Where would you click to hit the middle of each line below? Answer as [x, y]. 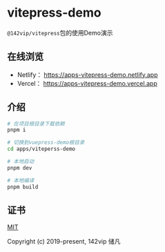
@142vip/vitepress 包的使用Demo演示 [60, 33]
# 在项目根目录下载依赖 [36, 124]
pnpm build [23, 187]
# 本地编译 [21, 180]
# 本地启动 [21, 162]
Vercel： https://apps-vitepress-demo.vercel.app [87, 83]
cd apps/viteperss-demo [41, 149]
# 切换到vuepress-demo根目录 [46, 143]
